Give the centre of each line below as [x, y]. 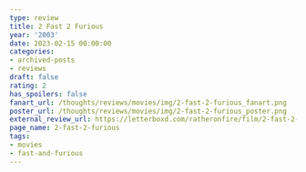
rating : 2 [28, 86]
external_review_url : [51, 119]
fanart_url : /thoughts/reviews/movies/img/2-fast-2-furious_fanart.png [148, 102]
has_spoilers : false [49, 94]
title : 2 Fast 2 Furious [56, 26]
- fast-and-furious [46, 153]
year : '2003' [34, 35]
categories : [32, 52]
